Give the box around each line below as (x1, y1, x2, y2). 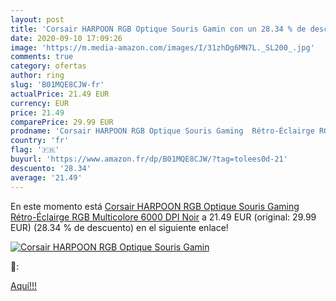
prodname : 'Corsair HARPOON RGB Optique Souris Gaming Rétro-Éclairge (10, 126, 315, 136)
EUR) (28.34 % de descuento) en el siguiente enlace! (10, 221, 229, 233)
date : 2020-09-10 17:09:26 (10, 33, 123, 43)
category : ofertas (10, 61, 87, 71)
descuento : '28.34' (10, 163, 92, 173)
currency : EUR (10, 98, 70, 108)
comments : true (10, 52, 74, 62)
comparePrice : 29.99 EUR (10, 117, 114, 127)
